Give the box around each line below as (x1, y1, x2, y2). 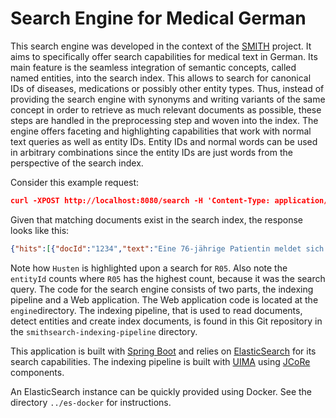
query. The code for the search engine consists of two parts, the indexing (10, 283, 314, 295)
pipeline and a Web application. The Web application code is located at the (10, 293, 319, 306)
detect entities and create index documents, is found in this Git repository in (10, 315, 323, 327)
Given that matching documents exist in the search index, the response (10, 213, 303, 226)
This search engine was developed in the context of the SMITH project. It (10, 40, 312, 52)
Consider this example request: (10, 176, 140, 188)
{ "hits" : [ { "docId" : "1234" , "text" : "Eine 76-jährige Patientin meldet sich (10, 243, 325, 254)
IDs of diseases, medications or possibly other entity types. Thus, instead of (10, 82, 325, 94)
